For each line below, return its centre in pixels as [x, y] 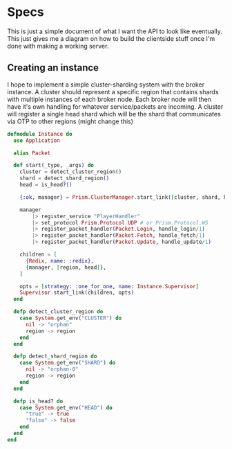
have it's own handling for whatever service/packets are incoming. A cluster [115, 106]
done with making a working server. [58, 46]
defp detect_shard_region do [55, 356]
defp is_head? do [38, 401]
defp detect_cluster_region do [58, 312]
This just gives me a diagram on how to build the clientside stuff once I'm [111, 38]
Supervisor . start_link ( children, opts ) [77, 293]
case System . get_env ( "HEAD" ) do [66, 407]
